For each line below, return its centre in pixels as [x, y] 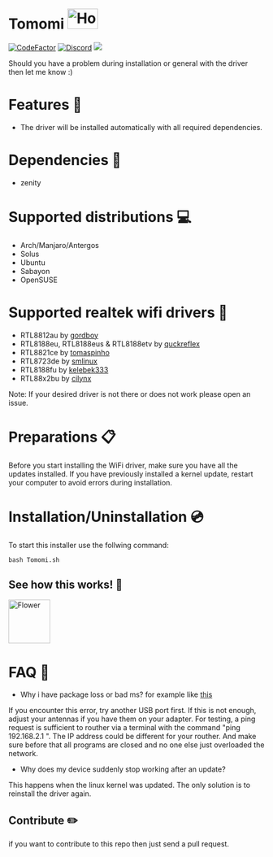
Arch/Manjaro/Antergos [59, 245]
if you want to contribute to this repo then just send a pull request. [119, 844]
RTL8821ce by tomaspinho [65, 352]
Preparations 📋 [62, 437]
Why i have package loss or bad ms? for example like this [116, 694]
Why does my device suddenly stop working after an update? [123, 769]
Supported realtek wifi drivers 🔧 [118, 312]
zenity [30, 182]
